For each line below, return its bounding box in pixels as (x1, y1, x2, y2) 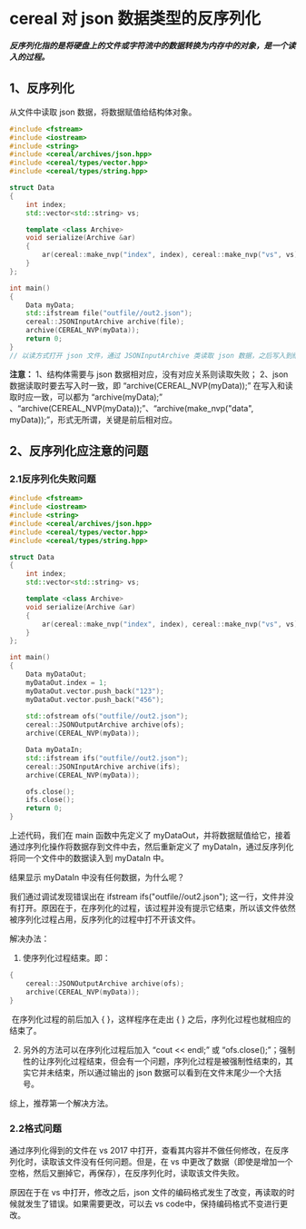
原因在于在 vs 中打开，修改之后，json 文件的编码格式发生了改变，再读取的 (9, 1186, 288, 1197)
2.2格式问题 (9, 1123, 62, 1135)
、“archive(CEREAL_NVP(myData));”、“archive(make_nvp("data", (9, 402, 254, 413)
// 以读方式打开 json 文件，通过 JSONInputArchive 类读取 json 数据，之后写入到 (9, 351, 292, 360)
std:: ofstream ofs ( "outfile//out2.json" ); (25, 712, 189, 721)
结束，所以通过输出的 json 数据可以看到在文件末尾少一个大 (54, 1066, 274, 1077)
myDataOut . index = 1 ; (25, 678, 107, 687)
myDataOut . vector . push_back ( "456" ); (25, 695, 165, 704)
